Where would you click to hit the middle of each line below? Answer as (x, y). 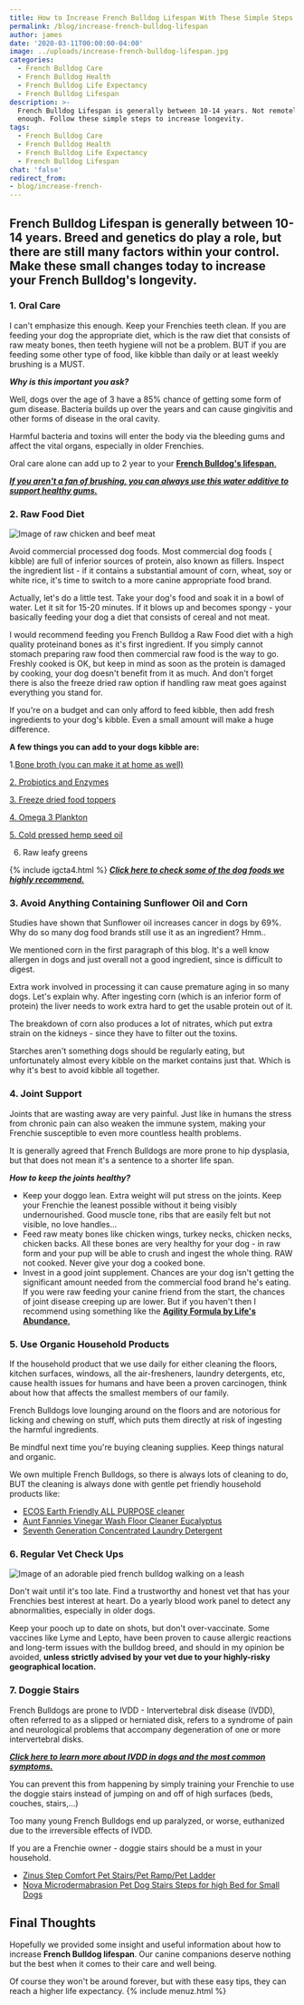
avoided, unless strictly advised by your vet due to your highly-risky (140, 1658)
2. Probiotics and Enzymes (59, 782)
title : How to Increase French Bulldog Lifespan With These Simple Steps (152, 18)
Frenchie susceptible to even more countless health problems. (125, 1133)
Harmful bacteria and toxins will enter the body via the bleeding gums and (147, 435)
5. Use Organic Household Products (90, 1344)
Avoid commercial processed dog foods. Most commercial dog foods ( (141, 552)
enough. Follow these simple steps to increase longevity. (131, 119)
